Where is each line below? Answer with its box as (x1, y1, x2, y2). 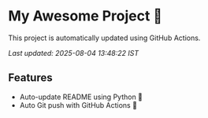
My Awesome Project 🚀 (8, 7, 163, 25)
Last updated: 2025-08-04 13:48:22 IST (8, 48, 139, 57)
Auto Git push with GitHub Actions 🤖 (19, 100, 138, 109)
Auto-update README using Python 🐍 (19, 92, 143, 101)
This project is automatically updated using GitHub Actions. (8, 33, 201, 42)
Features (8, 71, 53, 85)
